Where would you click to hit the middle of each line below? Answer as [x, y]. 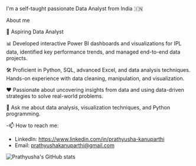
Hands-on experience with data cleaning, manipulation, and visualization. [95, 78]
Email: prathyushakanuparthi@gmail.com [65, 145]
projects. [17, 58]
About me [18, 20]
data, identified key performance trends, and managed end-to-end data [93, 52]
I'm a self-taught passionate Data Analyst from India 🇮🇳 [75, 9]
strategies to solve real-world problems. [55, 96]
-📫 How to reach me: [32, 125]
